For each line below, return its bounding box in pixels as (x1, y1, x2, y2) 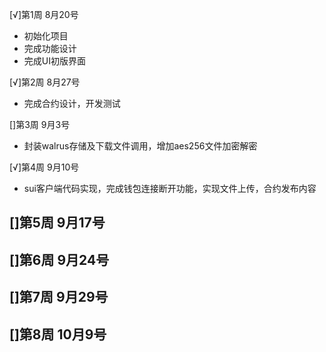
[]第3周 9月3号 (9, 119, 71, 130)
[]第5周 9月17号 (9, 214, 106, 232)
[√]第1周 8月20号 (9, 9, 79, 20)
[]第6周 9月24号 (9, 251, 110, 268)
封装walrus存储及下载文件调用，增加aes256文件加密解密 (23, 140, 258, 152)
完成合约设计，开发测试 (23, 98, 121, 109)
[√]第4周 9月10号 (9, 161, 80, 173)
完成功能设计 (23, 43, 77, 54)
